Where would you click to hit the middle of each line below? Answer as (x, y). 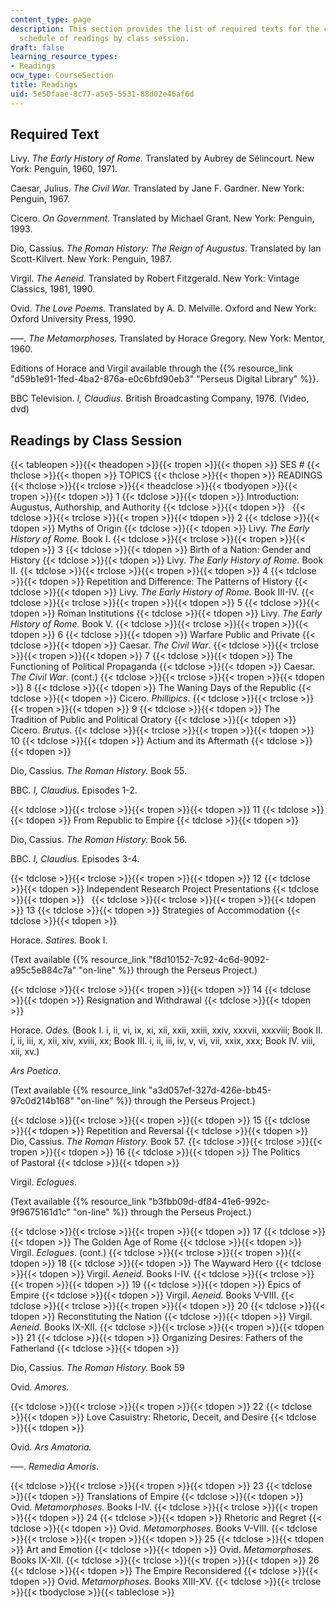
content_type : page (51, 19)
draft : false (37, 47)
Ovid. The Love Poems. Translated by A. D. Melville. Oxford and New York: (163, 308)
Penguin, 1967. (40, 199)
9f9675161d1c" (40, 1212)
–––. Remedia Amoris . (55, 1467)
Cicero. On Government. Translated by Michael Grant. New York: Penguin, (162, 218)
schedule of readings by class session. (104, 38)
